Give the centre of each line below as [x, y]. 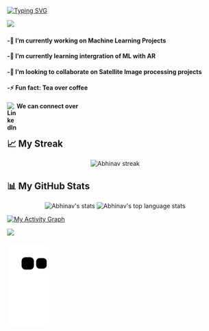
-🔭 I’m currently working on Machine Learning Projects [87, 40]
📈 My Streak [35, 144]
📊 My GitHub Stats [49, 186]
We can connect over [48, 106]
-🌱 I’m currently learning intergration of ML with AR [82, 56]
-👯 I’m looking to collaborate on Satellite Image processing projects [104, 71]
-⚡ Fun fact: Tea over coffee [48, 88]
